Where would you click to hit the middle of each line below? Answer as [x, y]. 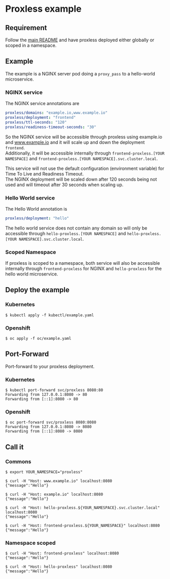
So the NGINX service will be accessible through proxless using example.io [84, 137]
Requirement [26, 28]
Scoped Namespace [31, 252]
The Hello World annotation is [36, 209]
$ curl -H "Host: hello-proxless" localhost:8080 [59, 567]
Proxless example [44, 9]
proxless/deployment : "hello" [37, 218]
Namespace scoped [30, 543]
